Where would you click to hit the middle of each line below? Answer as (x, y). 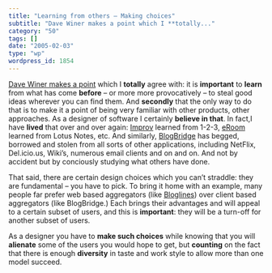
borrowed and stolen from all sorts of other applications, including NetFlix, (132, 144)
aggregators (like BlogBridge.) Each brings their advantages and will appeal (134, 203)
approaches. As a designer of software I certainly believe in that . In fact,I (130, 118)
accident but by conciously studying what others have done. (109, 161)
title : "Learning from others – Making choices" (92, 16)
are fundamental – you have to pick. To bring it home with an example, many (136, 186)
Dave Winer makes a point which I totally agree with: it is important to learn (136, 84)
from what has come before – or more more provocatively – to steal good (130, 92)
